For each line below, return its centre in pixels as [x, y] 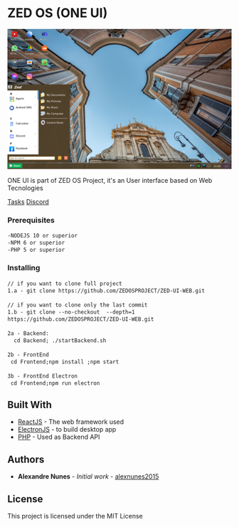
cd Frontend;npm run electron [55, 383]
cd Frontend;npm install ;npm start [65, 362]
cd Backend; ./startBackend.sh [60, 340]
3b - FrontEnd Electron [43, 376]
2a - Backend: [28, 333]
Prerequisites [31, 220]
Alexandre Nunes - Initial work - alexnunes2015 [88, 477]
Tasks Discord [28, 201]
